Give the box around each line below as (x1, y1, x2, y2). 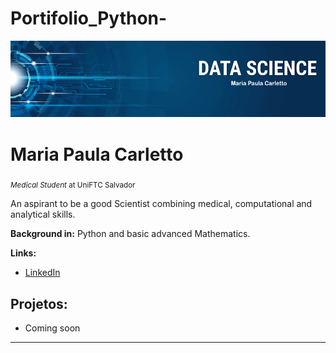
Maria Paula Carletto (10, 143, 184, 166)
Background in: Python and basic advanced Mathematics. (10, 228, 251, 240)
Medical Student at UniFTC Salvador (10, 180, 136, 191)
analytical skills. (10, 208, 76, 221)
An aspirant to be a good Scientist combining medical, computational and (10, 198, 313, 210)
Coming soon (24, 322, 81, 334)
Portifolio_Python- (10, 7, 168, 30)
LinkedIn (24, 267, 61, 279)
